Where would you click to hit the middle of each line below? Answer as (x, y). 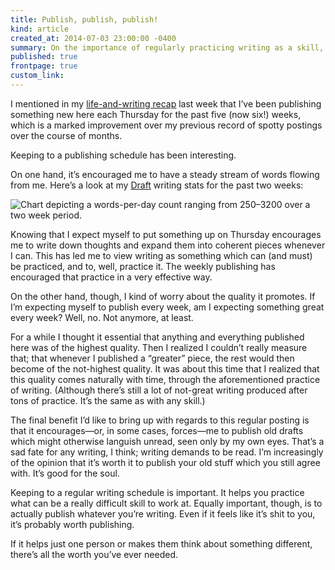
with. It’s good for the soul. (65, 473)
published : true (44, 57)
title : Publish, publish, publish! (84, 19)
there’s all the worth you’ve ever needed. (94, 554)
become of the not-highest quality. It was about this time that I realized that (165, 368)
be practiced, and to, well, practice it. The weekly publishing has (143, 266)
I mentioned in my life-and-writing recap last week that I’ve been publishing (166, 103)
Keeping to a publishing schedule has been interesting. (123, 155)
